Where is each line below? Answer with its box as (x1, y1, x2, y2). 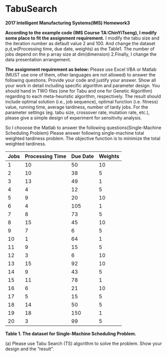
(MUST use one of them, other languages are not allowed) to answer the (5, 71, 156, 77)
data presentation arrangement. (5, 56, 72, 62)
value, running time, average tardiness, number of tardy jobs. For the (5, 104, 148, 110)
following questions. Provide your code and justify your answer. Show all (5, 77, 156, 83)
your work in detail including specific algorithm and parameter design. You (5, 82, 160, 89)
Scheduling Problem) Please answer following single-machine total (5, 130, 144, 136)
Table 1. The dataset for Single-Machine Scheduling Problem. (5, 330, 137, 337)
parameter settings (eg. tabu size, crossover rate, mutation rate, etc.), (5, 109, 150, 115)
